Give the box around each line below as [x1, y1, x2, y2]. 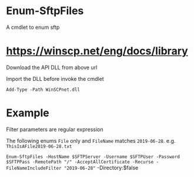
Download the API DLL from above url [6, 64, 98, 71]
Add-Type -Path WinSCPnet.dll [6, 87, 81, 93]
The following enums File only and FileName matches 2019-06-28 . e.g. [6, 137, 176, 144]
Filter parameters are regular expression [6, 126, 104, 133]
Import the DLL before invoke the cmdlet [6, 75, 104, 82]
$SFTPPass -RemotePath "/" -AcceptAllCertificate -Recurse [6, 159, 154, 165]
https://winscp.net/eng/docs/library [6, 44, 188, 58]
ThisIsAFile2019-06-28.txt [6, 143, 72, 149]
